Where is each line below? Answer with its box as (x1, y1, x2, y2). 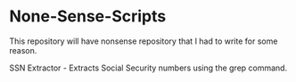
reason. (9, 45, 37, 55)
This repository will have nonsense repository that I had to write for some (9, 36, 278, 46)
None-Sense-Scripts (9, 6, 167, 27)
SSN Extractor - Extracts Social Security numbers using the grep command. (9, 62, 288, 73)
